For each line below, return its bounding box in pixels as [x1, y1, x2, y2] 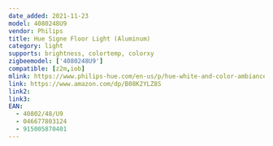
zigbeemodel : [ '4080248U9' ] [8, 58, 104, 66]
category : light [8, 42, 63, 50]
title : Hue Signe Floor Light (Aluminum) [8, 34, 151, 43]
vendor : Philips [8, 27, 63, 35]
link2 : [8, 87, 31, 96]
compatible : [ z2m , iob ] [8, 65, 85, 73]
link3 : [8, 95, 31, 103]
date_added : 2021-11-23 [8, 11, 89, 20]
